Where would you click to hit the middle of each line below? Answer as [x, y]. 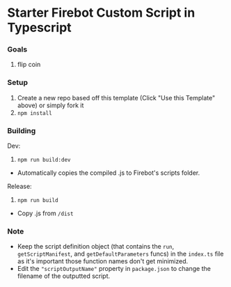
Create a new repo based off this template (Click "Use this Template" [116, 98]
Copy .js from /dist [45, 213]
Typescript [39, 28]
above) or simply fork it [50, 105]
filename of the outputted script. [64, 276]
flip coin [29, 65]
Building [22, 130]
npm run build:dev [44, 160]
